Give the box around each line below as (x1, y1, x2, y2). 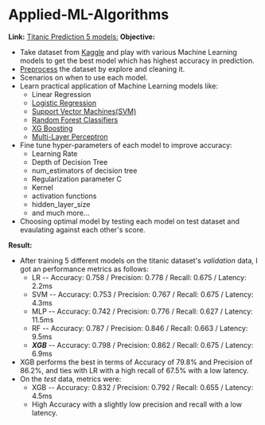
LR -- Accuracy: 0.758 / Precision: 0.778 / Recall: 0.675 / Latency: (31, 272, 247, 282)
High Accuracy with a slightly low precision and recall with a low (31, 400, 243, 409)
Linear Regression (31, 89, 92, 99)
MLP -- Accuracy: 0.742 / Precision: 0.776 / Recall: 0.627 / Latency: (31, 306, 253, 316)
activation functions (31, 191, 97, 201)
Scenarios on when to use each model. (19, 72, 149, 82)
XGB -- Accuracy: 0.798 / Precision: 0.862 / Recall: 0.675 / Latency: (31, 340, 254, 349)
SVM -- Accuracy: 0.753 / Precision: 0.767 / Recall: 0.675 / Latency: (31, 289, 254, 299)
